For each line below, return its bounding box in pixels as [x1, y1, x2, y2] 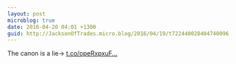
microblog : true [7, 17, 55, 24]
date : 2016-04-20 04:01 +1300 [7, 23, 97, 30]
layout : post [7, 10, 46, 18]
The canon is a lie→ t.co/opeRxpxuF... [7, 49, 118, 58]
